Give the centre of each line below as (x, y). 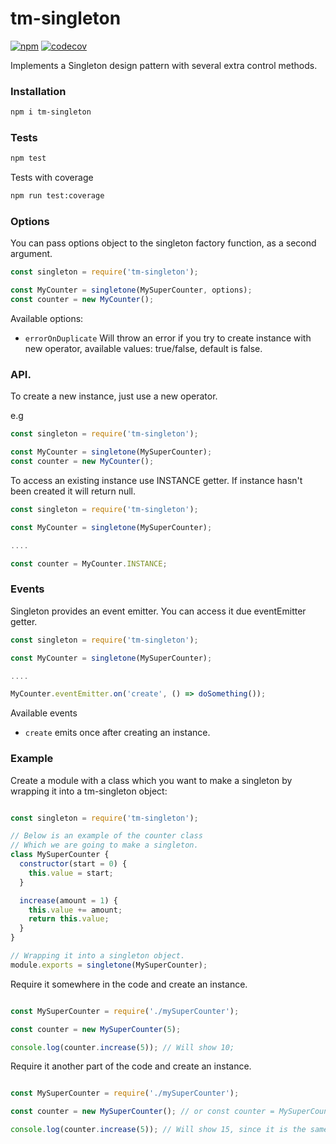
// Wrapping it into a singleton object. (98, 956)
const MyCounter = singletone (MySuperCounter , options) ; (131, 290)
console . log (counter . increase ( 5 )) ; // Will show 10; (122, 1047)
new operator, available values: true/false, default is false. (143, 349)
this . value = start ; (71, 873)
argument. (31, 254)
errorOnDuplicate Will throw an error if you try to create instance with (168, 338)
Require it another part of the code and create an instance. (131, 1066)
